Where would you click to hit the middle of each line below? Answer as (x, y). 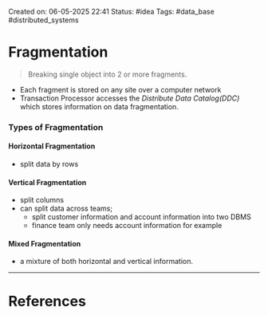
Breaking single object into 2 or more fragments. (107, 74)
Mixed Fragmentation (45, 243)
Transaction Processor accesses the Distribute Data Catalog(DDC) (130, 98)
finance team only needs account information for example (127, 226)
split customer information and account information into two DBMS (141, 217)
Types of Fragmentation (56, 127)
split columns (42, 200)
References (47, 301)
